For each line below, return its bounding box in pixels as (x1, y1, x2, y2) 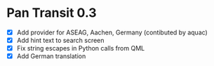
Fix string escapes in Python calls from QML (16, 44, 145, 53)
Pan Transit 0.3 (6, 5, 97, 21)
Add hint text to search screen (16, 37, 105, 44)
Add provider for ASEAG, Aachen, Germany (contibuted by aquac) (16, 28, 208, 37)
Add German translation (16, 52, 86, 60)
